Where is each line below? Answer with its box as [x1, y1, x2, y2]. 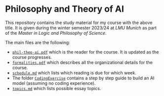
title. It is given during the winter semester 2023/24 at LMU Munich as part [5, 24, 157, 30]
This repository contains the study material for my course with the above [5, 20, 153, 25]
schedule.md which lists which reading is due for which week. [12, 70, 136, 75]
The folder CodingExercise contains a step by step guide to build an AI [12, 75, 155, 81]
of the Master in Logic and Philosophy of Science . [5, 30, 107, 36]
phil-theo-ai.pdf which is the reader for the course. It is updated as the [12, 49, 159, 55]
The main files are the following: [5, 39, 70, 45]
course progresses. [12, 54, 52, 60]
